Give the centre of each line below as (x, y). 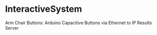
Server (12, 28)
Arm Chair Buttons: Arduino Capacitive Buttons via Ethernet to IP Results (78, 23)
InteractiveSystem (44, 9)
